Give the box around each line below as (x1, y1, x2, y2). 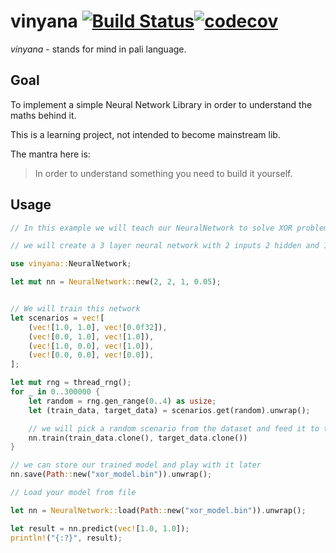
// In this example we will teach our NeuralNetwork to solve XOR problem (10, 223, 329, 233)
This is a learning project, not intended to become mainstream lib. (10, 128, 281, 140)
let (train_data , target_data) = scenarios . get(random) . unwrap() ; (28, 405, 311, 415)
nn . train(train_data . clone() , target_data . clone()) (28, 433, 248, 443)
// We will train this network (10, 304, 141, 314)
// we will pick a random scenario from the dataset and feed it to (28, 423, 320, 434)
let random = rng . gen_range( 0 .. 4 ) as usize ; (28, 396, 217, 406)
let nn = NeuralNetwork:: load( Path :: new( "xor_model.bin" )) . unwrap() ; (10, 505, 307, 515)
